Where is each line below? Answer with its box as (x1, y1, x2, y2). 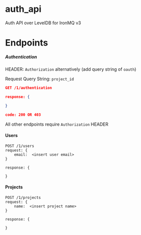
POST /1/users (5, 143, 35, 148)
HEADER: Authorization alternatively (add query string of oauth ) (5, 66, 137, 72)
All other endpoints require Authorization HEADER (5, 121, 109, 127)
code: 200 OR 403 (5, 112, 41, 117)
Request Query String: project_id (5, 76, 74, 82)
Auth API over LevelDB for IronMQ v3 (5, 20, 81, 26)
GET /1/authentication (5, 86, 52, 91)
